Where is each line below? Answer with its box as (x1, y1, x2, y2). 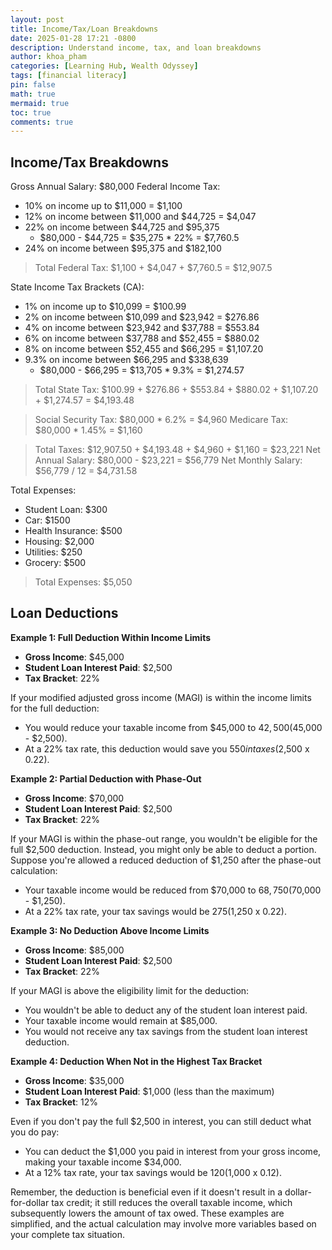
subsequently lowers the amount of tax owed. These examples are (10, 1207, 285, 1219)
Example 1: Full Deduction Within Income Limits (10, 631, 212, 643)
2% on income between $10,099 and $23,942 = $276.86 (24, 311, 260, 323)
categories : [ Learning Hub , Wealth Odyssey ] (10, 61, 199, 71)
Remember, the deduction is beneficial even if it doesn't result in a (10, 1186, 283, 1198)
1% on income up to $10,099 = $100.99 (24, 301, 187, 313)
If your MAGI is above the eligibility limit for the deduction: (10, 984, 250, 996)
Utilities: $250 (24, 546, 83, 558)
